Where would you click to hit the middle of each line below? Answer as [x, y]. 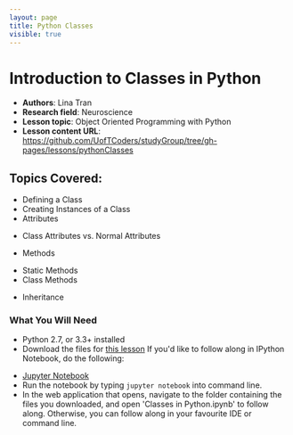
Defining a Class [52, 200]
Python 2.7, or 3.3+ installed [73, 340]
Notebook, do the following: [73, 358]
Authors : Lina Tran [57, 103]
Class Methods [50, 280]
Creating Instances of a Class [76, 209]
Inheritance [43, 297]
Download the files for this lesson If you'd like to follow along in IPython [153, 349]
